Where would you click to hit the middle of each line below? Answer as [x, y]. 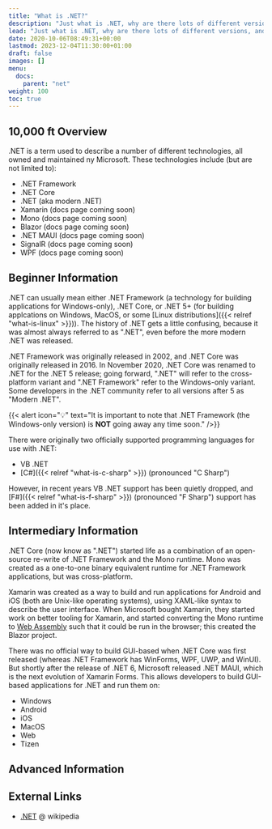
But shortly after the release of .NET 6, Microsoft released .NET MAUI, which [136, 668]
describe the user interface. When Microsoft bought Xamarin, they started [132, 609]
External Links [45, 797]
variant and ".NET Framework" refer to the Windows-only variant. [147, 382]
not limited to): [32, 168]
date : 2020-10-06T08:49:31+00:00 [65, 38]
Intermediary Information [74, 531]
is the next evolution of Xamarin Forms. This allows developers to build [126, 676]
